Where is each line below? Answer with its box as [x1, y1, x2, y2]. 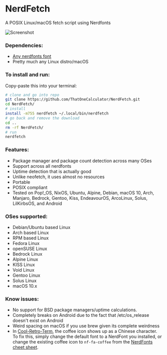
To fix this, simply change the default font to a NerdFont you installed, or [12, 333, 162, 339]
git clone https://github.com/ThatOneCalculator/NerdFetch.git [5, 97, 140, 102]
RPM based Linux [12, 234, 49, 241]
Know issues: [5, 295, 39, 302]
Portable [12, 179, 31, 185]
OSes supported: [5, 213, 48, 220]
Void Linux [12, 267, 35, 273]
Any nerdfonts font [12, 53, 52, 59]
